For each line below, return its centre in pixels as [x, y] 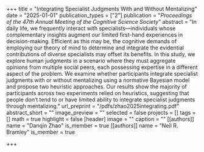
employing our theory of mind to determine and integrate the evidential [95, 48]
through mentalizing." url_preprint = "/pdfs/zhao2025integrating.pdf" [93, 106]
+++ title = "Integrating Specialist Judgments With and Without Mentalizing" [102, 9]
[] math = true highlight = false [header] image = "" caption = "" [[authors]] [100, 119]
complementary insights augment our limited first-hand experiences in [95, 35]
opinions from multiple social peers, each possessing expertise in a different [102, 67]
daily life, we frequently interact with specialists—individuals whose [91, 28]
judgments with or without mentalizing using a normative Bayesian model [98, 80]
